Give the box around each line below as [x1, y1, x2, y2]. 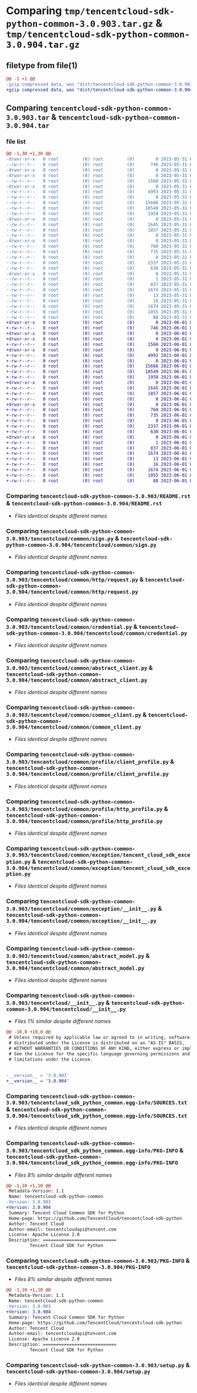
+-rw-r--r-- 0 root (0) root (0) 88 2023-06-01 [6, 478, 188, 484]
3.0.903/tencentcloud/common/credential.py [6, 623, 133, 630]
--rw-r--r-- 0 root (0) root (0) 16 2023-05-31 [6, 298, 188, 304]
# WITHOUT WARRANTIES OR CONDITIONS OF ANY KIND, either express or [8, 1045, 180, 1051]
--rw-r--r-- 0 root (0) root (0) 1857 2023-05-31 [6, 227, 188, 233]
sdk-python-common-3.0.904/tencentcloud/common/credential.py [6, 630, 188, 637]
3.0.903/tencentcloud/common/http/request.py [6, 576, 139, 583]
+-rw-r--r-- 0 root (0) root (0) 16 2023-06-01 [6, 461, 188, 467]
